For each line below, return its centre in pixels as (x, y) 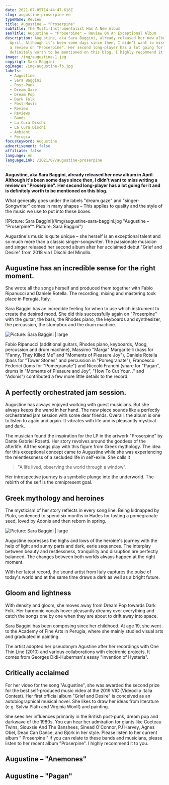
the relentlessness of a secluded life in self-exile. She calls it (68, 457)
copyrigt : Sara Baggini (30, 62)
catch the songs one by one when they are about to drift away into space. (82, 616)
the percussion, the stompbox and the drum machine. (61, 325)
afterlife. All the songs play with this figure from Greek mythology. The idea (83, 447)
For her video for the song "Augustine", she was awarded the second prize (82, 685)
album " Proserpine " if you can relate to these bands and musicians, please (84, 738)
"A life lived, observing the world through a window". (72, 467)
